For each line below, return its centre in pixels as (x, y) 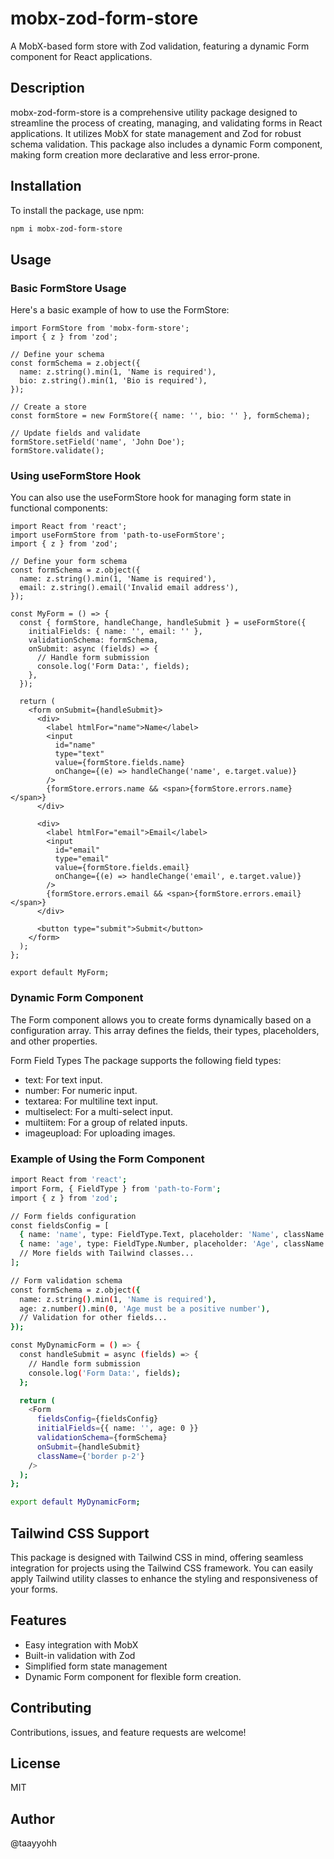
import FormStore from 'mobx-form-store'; (100, 328)
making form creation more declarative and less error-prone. (135, 154)
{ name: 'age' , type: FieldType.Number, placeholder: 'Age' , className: (174, 1244)
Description (47, 88)
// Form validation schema (66, 1280)
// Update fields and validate (75, 433)
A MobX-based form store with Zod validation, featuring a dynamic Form (160, 46)
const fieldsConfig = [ (60, 1225)
